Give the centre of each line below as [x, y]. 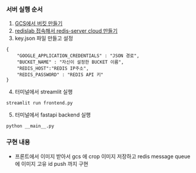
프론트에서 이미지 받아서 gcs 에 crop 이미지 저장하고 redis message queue [102, 156]
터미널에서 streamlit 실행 [44, 92]
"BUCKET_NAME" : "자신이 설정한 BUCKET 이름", [70, 62]
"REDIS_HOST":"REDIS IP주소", [53, 69]
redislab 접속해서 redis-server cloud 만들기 [66, 31]
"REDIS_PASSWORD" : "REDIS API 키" [60, 75]
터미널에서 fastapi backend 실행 [53, 115]
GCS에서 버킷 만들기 [39, 23]
